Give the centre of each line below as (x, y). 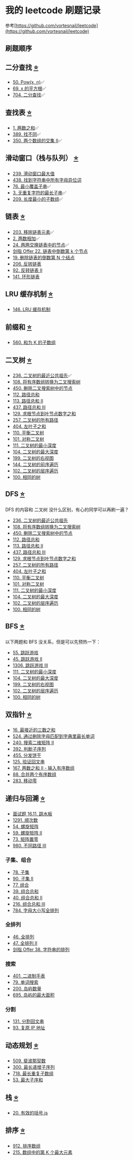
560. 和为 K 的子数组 (34, 343)
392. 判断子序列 (29, 749)
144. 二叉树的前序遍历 (36, 465)
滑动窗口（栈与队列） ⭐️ (42, 158)
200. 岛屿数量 (27, 989)
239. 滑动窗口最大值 (34, 173)
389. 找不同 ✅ (27, 134)
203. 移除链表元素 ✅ (33, 232)
